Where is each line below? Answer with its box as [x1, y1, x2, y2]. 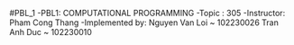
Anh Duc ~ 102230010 [9, 27, 93, 37]
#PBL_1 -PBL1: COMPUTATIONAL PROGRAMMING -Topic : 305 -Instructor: [9, 8, 286, 18]
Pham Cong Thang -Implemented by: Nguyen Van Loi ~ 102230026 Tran [9, 17, 280, 28]
